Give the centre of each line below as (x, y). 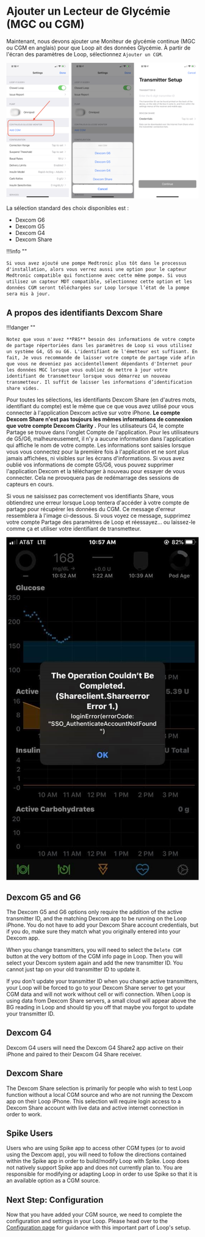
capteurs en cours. (30, 484)
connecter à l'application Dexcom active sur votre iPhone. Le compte (93, 413)
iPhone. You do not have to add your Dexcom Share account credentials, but (103, 925)
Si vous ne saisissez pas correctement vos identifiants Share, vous (90, 496)
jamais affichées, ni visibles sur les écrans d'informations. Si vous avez (95, 458)
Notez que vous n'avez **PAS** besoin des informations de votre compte (101, 340)
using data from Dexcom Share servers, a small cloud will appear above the (101, 1000)
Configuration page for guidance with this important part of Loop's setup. (99, 1228)
